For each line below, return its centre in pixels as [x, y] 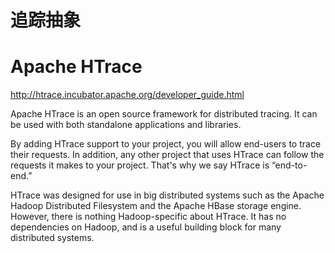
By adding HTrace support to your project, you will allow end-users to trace [166, 144]
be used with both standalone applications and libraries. [126, 125]
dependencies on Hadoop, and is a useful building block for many [146, 227]
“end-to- [289, 165]
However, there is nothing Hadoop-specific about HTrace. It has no [148, 217]
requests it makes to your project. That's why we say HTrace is [140, 165]
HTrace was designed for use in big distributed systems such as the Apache [167, 195]
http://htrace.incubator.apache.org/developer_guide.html [127, 95]
